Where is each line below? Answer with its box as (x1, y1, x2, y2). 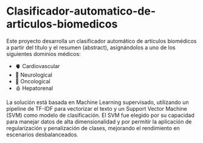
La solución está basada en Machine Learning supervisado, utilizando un (6, 99, 189, 106)
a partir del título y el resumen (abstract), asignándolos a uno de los (6, 44, 176, 51)
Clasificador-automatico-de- (6, 4, 156, 18)
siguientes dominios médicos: (6, 50, 81, 57)
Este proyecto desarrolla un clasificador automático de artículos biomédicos (6, 37, 197, 44)
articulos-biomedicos (6, 17, 118, 31)
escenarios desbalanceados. (6, 131, 79, 138)
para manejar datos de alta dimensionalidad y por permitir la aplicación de (6, 117, 192, 125)
